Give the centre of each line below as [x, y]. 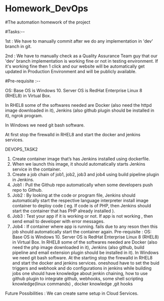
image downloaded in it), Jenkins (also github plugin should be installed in [80, 110]
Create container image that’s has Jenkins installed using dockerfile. [81, 159]
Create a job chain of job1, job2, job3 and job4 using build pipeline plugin [85, 174]
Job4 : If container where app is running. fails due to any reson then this [85, 226]
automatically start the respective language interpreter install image [80, 200]
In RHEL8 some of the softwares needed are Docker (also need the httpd [78, 105]
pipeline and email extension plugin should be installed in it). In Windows [85, 252]
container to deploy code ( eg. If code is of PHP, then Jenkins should [82, 205]
